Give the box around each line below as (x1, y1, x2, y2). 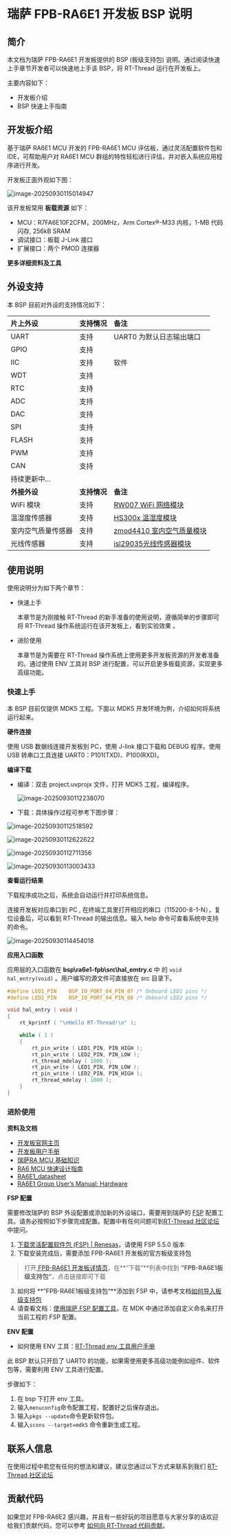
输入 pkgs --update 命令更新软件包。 (16, 1412, 118, 1420)
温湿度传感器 (10, 513, 53, 523)
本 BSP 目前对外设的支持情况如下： (7, 301, 107, 309)
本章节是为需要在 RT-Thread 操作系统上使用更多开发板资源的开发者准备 (16, 651, 220, 659)
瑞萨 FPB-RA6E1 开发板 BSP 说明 (7, 6, 192, 22)
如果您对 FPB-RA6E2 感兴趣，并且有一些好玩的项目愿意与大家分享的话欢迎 (7, 1513, 219, 1521)
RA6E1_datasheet (16, 1173, 67, 1181)
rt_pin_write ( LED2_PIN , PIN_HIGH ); (32, 1070, 143, 1078)
